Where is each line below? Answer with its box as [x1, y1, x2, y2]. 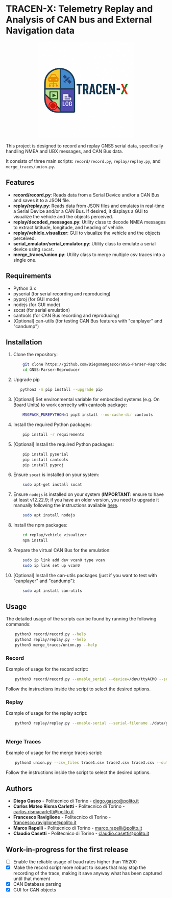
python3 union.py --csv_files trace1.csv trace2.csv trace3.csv [15, 760, 155, 765]
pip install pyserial [22, 452, 68, 457]
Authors [6, 784, 33, 793]
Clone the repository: [13, 352, 58, 358]
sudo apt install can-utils [22, 588, 82, 593]
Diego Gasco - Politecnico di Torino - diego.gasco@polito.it [13, 798, 139, 804]
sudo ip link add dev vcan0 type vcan [22, 557, 105, 563]
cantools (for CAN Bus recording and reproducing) [13, 312, 119, 318]
